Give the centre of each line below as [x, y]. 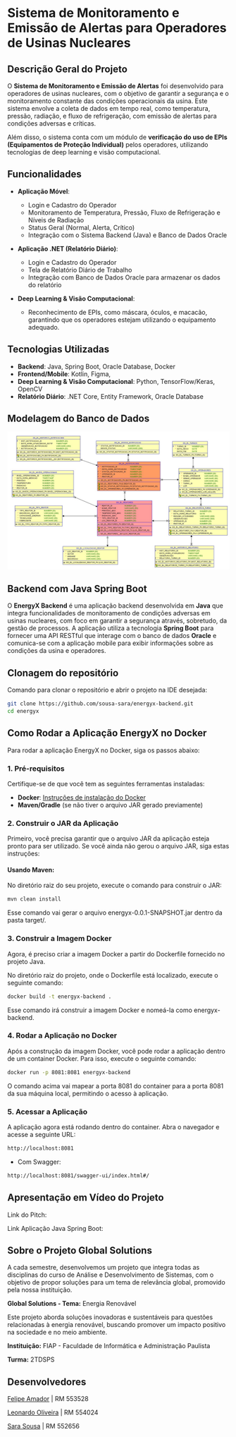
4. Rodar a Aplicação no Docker [62, 1035]
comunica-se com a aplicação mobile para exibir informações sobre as [110, 643]
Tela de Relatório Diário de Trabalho [80, 270]
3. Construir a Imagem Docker [60, 939]
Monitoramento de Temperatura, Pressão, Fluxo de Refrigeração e [124, 212]
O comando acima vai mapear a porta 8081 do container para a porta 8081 [116, 1086]
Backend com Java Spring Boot [77, 588]
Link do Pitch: [27, 1215]
